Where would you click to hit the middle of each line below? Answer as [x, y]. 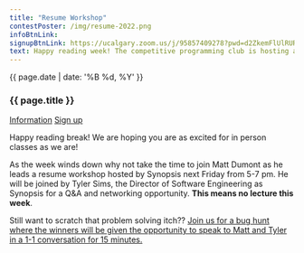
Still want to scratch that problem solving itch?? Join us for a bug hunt [139, 220]
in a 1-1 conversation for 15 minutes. [76, 239]
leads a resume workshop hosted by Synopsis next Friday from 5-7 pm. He [149, 174]
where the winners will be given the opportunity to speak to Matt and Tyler [148, 230]
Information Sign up [46, 120]
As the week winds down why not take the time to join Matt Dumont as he [146, 164]
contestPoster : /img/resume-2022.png [81, 26]
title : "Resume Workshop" [58, 18]
